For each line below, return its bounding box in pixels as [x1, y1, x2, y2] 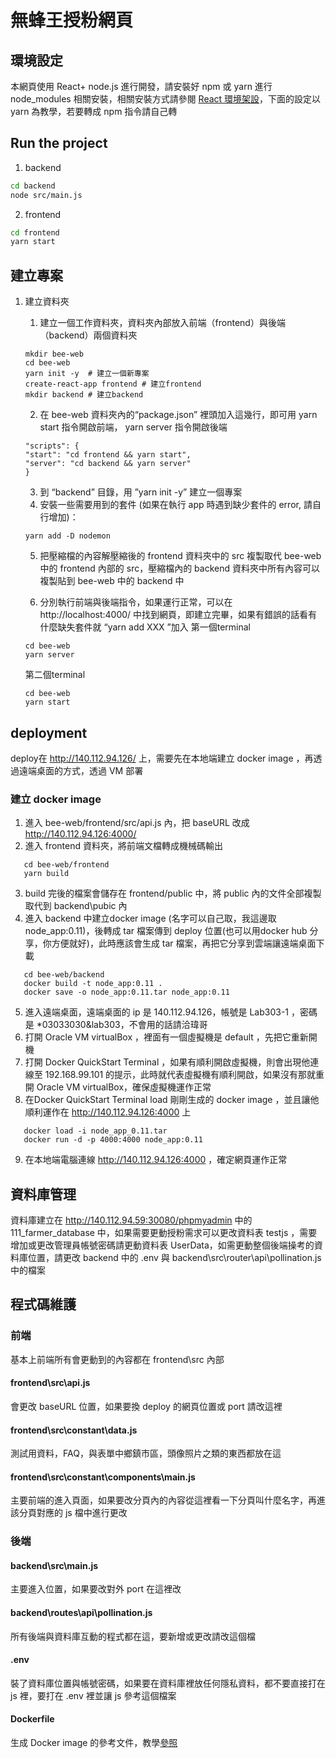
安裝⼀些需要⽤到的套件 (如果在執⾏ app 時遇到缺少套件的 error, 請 [39, 499, 313, 511]
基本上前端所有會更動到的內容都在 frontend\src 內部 [10, 1353, 225, 1365]
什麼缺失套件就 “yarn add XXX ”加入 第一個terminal [39, 621, 251, 633]
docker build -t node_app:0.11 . [23, 979, 163, 989]
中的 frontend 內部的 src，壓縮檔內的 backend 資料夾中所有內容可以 [39, 562, 320, 575]
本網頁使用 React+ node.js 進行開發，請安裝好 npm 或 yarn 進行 [10, 81, 273, 92]
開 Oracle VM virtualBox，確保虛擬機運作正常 [24, 1081, 212, 1093]
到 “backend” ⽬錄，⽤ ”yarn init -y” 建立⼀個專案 [39, 486, 243, 498]
